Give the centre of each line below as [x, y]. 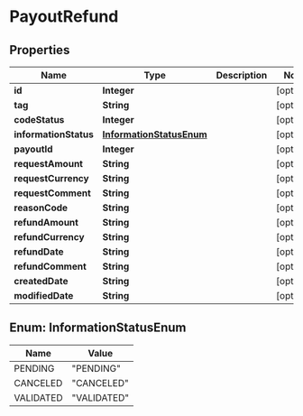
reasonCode [41, 208]
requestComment [53, 193]
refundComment [50, 266]
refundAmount [46, 222]
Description [242, 75]
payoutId [33, 149]
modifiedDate [44, 296]
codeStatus [39, 120]
